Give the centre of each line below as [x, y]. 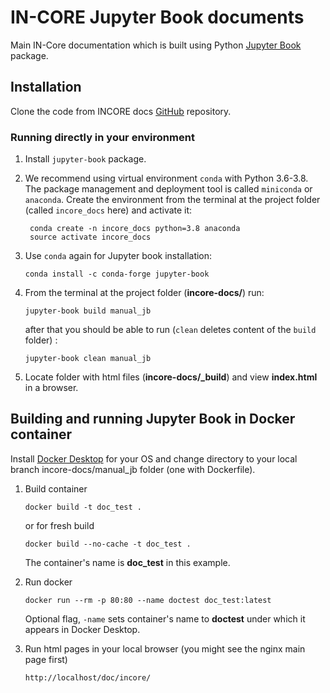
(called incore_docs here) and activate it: [108, 210]
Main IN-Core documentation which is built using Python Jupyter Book [156, 45]
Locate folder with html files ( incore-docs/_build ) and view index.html [171, 377]
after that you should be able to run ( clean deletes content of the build [170, 330]
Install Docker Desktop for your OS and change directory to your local [154, 458]
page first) [46, 659]
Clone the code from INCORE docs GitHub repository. [121, 111]
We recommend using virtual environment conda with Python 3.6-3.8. [166, 178]
